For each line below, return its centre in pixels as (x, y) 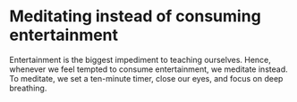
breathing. (28, 88)
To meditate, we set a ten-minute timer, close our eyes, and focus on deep (146, 78)
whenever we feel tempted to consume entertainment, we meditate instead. (148, 69)
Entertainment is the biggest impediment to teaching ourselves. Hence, (140, 59)
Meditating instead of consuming (135, 16)
